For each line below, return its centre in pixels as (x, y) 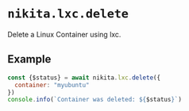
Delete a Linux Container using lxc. (64, 34)
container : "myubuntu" (52, 85)
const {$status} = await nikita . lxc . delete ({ (84, 78)
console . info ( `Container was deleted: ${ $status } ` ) (94, 100)
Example (29, 59)
